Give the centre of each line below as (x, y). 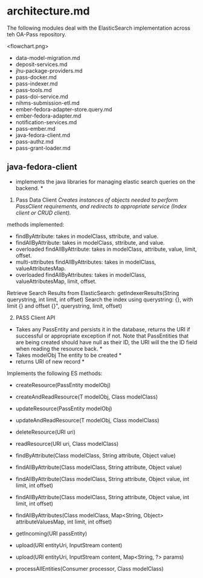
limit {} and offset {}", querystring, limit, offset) (65, 306)
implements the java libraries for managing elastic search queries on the (105, 181)
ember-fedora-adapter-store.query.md (64, 109)
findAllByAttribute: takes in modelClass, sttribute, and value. (90, 242)
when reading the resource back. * (59, 348)
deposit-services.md (41, 64)
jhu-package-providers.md (49, 70)
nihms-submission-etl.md (48, 103)
